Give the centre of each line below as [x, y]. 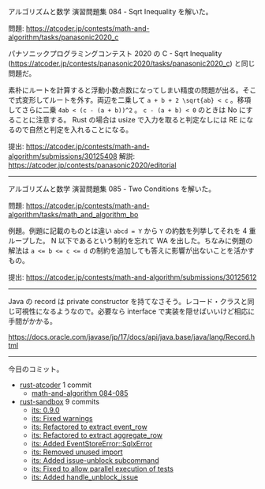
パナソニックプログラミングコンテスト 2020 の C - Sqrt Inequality [115, 53]
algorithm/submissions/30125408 [63, 156]
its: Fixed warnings [62, 418]
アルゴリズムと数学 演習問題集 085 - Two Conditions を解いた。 [112, 189]
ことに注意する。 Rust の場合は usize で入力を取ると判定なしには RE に [131, 120]
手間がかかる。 [32, 321]
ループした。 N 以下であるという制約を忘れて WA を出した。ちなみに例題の [131, 241]
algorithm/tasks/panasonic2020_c [63, 37]
